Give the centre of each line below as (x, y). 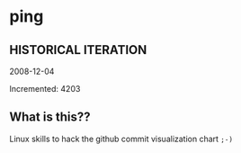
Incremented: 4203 (45, 89)
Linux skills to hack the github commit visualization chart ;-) (121, 139)
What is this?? (50, 117)
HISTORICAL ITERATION (78, 50)
